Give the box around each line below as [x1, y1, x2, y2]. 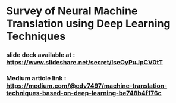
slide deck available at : [6, 51, 76, 59]
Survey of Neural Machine [6, 4, 138, 18]
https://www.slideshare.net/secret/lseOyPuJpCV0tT [6, 58, 164, 67]
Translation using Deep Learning [6, 17, 171, 30]
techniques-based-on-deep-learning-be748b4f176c [6, 89, 162, 98]
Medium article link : [6, 74, 67, 83]
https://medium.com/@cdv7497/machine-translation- [6, 82, 168, 90]
